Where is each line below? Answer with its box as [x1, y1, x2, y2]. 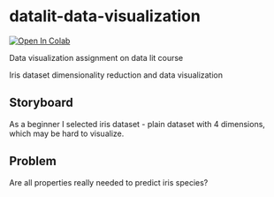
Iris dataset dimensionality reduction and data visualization [9, 69, 224, 80]
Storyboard [9, 95, 73, 110]
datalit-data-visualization [9, 6, 201, 27]
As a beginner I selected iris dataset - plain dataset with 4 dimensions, [9, 118, 265, 129]
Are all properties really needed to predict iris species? [9, 177, 209, 187]
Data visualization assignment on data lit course [9, 52, 184, 63]
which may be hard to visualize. [9, 128, 125, 139]
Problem [9, 154, 57, 169]
